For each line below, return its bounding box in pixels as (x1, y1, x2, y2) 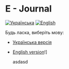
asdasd (12, 58, 28, 64)
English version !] (12, 49, 48, 55)
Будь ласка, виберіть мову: (5, 29, 64, 35)
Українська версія (12, 39, 52, 45)
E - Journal (5, 3, 52, 15)
